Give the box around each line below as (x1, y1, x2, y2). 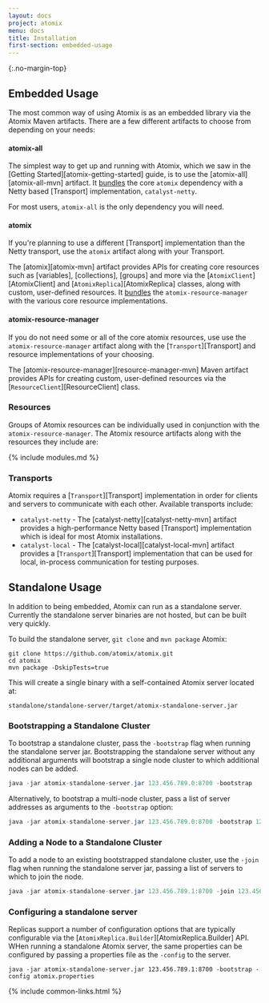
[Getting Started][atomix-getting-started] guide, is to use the (8, 170, 208, 179)
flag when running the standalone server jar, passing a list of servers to (8, 864, 243, 873)
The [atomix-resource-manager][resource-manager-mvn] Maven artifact (8, 365, 249, 375)
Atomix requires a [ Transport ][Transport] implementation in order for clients (8, 491, 259, 500)
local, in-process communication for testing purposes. (19, 557, 199, 567)
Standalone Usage (8, 580, 102, 594)
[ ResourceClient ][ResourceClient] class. (8, 382, 140, 391)
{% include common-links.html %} (8, 986, 122, 997)
